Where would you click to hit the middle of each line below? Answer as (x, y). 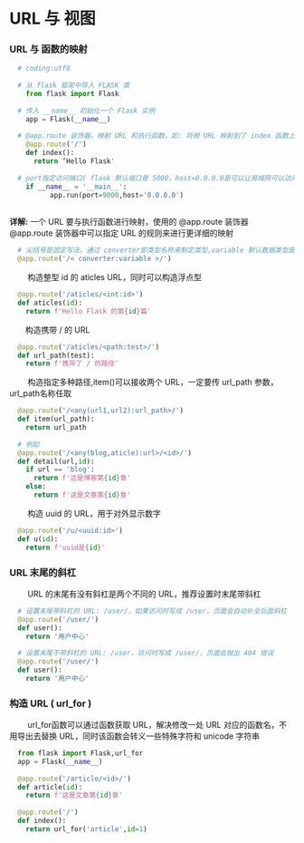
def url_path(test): (56, 355)
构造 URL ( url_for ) (51, 703)
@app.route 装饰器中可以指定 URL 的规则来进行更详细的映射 (122, 233)
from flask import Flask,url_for (81, 753)
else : (36, 487)
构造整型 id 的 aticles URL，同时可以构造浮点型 (114, 277)
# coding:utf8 (44, 69)
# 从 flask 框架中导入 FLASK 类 (74, 86)
